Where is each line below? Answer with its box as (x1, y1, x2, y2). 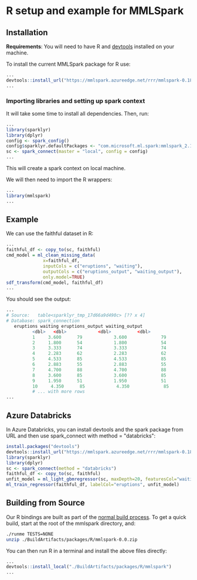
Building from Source (6, 498, 85, 508)
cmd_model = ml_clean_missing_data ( (6, 252, 96, 259)
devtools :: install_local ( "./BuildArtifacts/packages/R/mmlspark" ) (6, 564, 172, 570)
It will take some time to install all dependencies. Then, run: (6, 110, 150, 117)
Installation (6, 28, 48, 38)
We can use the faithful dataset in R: (6, 230, 94, 237)
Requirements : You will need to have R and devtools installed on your (6, 43, 175, 50)
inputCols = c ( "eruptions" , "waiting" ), (43, 263, 143, 269)
